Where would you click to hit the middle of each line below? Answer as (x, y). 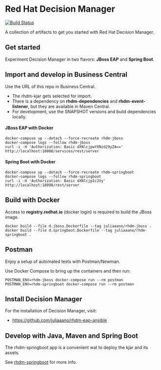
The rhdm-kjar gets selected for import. (52, 96)
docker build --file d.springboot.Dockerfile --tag (59, 230)
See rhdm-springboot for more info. (41, 362)
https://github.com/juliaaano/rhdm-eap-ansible (60, 320)
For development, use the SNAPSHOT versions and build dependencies (84, 112)
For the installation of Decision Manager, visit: (51, 311)
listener (20, 106)
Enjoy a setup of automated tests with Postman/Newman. (63, 261)
